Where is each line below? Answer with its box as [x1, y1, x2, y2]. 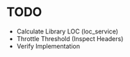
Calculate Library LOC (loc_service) [16, 27, 119, 35]
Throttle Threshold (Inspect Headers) [16, 34, 124, 42]
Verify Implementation [16, 42, 81, 50]
